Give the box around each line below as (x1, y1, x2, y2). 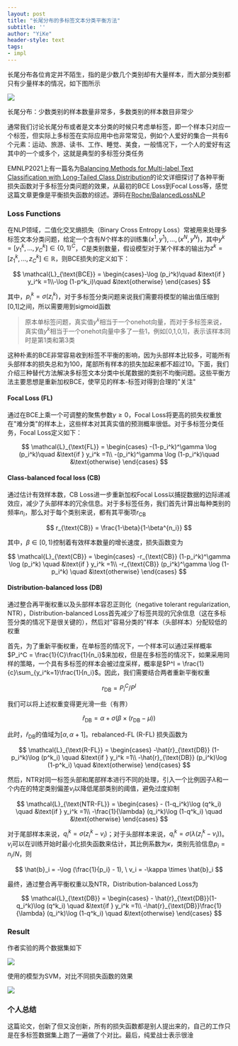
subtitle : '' (7, 23, 46, 30)
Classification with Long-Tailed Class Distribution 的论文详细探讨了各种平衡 (7, 173, 225, 181)
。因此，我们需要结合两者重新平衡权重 (98, 668, 210, 676)
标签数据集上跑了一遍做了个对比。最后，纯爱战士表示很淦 (25, 1031, 193, 1040)
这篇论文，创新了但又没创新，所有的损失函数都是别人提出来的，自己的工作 (7, 1022, 225, 1030)
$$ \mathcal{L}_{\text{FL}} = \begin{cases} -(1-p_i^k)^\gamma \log (21, 442, 217, 450)
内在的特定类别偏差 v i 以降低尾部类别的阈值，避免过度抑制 (13, 784, 180, 794)
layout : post (7, 10, 46, 18)
